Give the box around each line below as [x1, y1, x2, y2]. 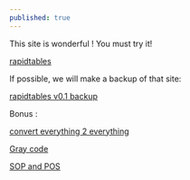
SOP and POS [9, 160, 61, 172]
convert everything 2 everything [9, 126, 129, 137]
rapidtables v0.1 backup [9, 90, 98, 101]
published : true [9, 13, 71, 23]
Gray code [9, 143, 49, 154]
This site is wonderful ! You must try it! [9, 38, 153, 49]
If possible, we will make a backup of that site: [9, 73, 182, 84]
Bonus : [9, 108, 38, 118]
